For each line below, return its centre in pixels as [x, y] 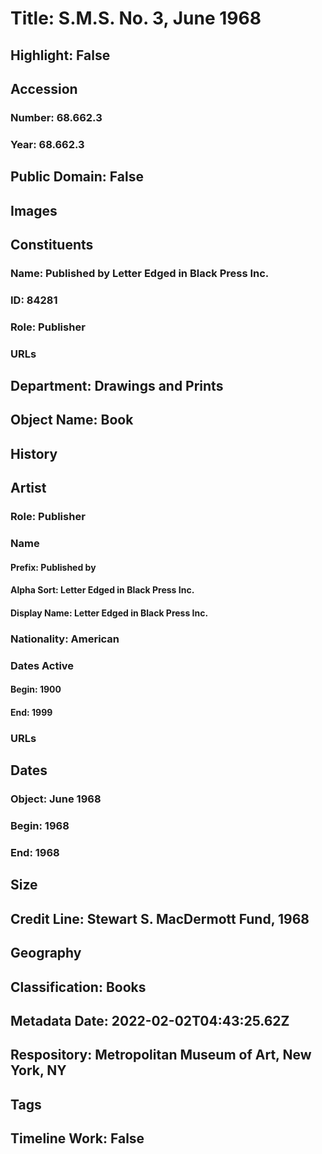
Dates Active [42, 665]
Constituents [52, 244]
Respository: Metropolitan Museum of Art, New [161, 1055]
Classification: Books [78, 987]
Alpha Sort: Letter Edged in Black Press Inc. [102, 590]
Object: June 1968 [56, 799]
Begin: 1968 [40, 826]
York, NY [38, 1070]
